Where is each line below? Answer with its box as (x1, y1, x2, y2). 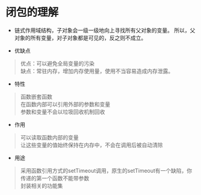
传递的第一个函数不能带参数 (20, 174, 90, 182)
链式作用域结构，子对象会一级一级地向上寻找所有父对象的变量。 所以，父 (14, 27, 196, 34)
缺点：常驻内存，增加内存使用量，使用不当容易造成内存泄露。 (20, 67, 174, 74)
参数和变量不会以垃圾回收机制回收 (20, 108, 105, 115)
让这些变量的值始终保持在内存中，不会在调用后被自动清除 (20, 141, 163, 149)
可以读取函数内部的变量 (20, 133, 79, 141)
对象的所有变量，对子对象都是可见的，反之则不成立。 (14, 34, 147, 41)
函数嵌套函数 (20, 93, 52, 100)
